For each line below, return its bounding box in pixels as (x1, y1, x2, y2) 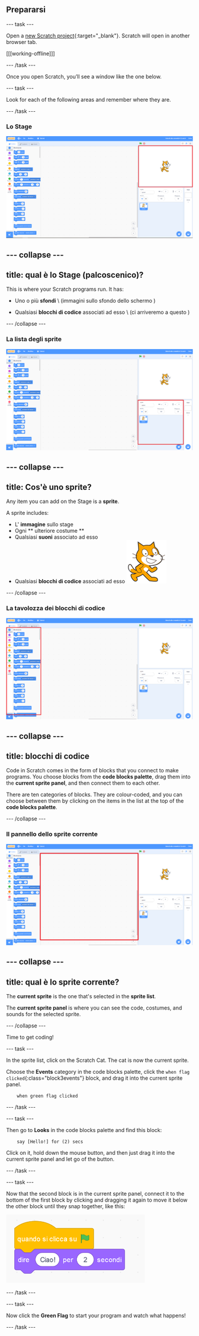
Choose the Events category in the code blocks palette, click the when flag (6, 1068, 190, 1076)
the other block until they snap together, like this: (6, 1203, 126, 1210)
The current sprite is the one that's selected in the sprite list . (6, 993, 156, 1000)
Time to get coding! (6, 1034, 54, 1041)
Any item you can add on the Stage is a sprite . (6, 498, 120, 505)
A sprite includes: (6, 510, 49, 517)
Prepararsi (6, 5, 46, 15)
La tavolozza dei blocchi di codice (6, 604, 105, 612)
